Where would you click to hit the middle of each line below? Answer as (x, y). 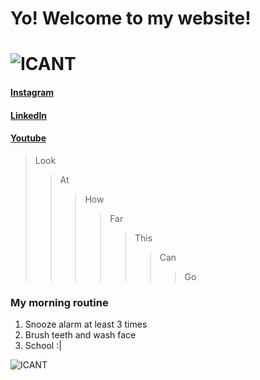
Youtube (28, 138)
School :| (43, 346)
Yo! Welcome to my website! (131, 18)
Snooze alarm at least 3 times (86, 324)
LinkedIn (29, 115)
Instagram (32, 92)
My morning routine (59, 302)
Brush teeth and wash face (80, 335)
